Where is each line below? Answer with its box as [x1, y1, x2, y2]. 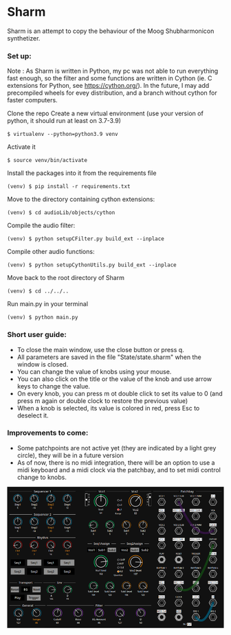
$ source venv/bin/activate [7, 157, 88, 164]
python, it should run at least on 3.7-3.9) [7, 117, 122, 125]
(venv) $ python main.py [7, 314, 78, 321]
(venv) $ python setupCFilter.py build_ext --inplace [7, 235, 165, 242]
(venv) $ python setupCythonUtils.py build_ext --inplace [7, 262, 177, 268]
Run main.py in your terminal [7, 300, 88, 308]
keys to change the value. [16, 382, 91, 390]
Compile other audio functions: [7, 248, 95, 256]
